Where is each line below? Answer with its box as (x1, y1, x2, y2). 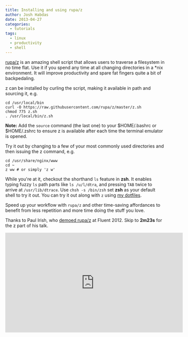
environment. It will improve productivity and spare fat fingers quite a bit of (5, 69, 162, 76)
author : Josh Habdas (5, 12, 49, 17)
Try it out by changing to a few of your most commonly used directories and (5, 143, 164, 149)
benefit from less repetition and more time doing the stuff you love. (5, 207, 145, 213)
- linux (10, 36, 26, 41)
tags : (5, 31, 17, 36)
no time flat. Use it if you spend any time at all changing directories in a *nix (5, 64, 163, 70)
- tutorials (10, 26, 35, 31)
